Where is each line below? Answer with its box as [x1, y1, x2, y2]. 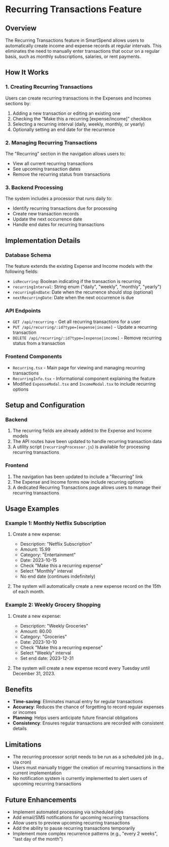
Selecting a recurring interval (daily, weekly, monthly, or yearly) [12, 121, 145, 127]
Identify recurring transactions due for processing [12, 205, 117, 211]
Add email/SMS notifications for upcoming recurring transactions [12, 814, 149, 820]
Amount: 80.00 [20, 628, 52, 634]
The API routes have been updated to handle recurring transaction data [12, 438, 162, 445]
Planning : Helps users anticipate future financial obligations [12, 715, 138, 721]
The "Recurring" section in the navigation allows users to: [5, 150, 126, 156]
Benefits [5, 685, 33, 694]
